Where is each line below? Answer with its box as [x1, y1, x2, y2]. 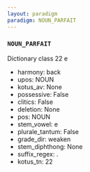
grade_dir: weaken [17, 135, 71, 143]
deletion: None [17, 105, 61, 113]
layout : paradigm [7, 10, 58, 18]
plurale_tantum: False [17, 127, 79, 135]
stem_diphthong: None [17, 142, 83, 151]
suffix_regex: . [17, 150, 59, 158]
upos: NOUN [17, 75, 54, 84]
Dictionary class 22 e [7, 54, 68, 62]
